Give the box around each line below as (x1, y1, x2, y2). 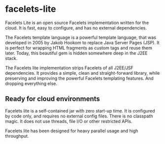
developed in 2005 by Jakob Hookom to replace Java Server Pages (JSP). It (5, 39, 160, 45)
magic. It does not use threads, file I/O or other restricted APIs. (5, 118, 132, 124)
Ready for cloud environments (5, 95, 100, 103)
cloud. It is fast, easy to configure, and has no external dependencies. (5, 25, 147, 30)
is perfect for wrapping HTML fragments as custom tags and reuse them (5, 45, 153, 51)
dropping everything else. (5, 80, 58, 86)
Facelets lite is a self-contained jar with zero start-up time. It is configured (5, 108, 155, 114)
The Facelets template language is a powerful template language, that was (5, 34, 156, 40)
